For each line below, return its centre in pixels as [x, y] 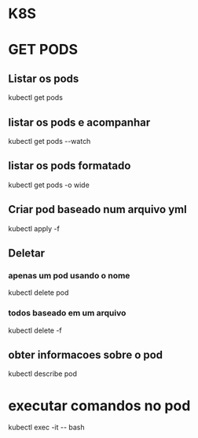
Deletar [27, 254]
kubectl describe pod [42, 374]
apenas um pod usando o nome [69, 275]
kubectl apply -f [34, 228]
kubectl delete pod [38, 293]
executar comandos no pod [99, 405]
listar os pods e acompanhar [79, 122]
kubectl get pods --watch [49, 141]
